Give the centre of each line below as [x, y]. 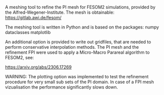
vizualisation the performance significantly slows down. [62, 87]
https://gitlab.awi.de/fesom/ [33, 17]
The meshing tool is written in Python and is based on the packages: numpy [82, 27]
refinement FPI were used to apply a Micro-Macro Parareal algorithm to [78, 52]
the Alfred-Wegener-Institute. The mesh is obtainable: [60, 12]
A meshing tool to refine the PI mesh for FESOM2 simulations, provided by [80, 7]
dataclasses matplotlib [28, 32]
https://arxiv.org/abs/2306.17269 [38, 67]
